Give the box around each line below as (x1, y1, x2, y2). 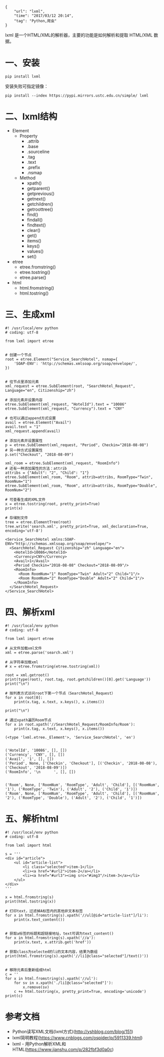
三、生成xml (5, 309, 55, 320)
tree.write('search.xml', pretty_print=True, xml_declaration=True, (5, 524, 149, 529)
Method (19, 175, 36, 181)
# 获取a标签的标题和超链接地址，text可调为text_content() (5, 931, 114, 936)
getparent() (27, 185, 50, 191)
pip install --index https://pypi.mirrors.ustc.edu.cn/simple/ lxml (5, 93, 149, 98)
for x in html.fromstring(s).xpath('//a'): (5, 935, 96, 940)
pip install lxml (5, 74, 41, 79)
